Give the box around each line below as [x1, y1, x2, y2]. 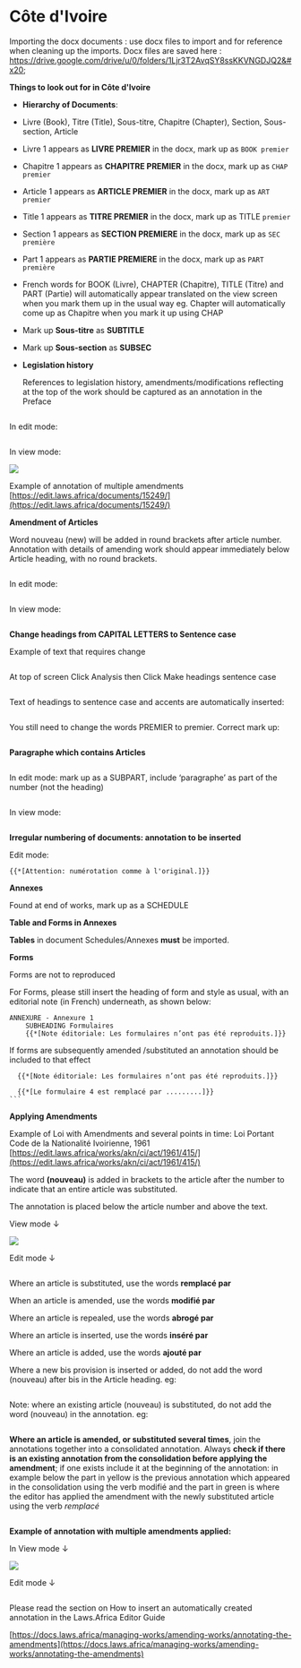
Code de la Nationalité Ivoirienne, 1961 [9, 1138, 150, 1148]
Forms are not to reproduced [9, 969, 116, 980]
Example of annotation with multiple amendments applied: [9, 1526, 231, 1536]
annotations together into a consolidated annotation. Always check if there [9, 1443, 286, 1454]
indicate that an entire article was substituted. [9, 1183, 178, 1194]
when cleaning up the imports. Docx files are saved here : [9, 45, 222, 56]
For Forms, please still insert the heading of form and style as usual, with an [9, 986, 289, 997]
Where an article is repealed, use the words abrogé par [9, 1312, 214, 1323]
